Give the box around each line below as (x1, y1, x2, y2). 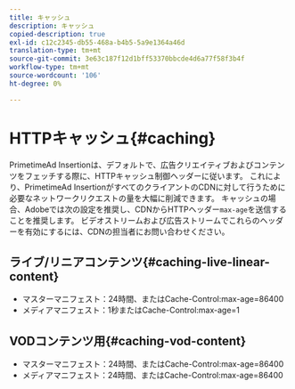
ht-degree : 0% (9, 79, 62, 88)
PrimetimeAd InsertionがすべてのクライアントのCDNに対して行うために (24, 182, 286, 192)
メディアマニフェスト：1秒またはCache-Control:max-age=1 (21, 304, 241, 316)
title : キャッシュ (9, 12, 71, 22)
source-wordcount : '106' (9, 71, 102, 80)
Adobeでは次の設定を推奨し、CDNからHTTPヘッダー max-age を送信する (24, 204, 287, 215)
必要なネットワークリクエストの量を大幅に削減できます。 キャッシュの (9, 192, 269, 203)
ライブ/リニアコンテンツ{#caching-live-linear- (9, 255, 270, 270)
